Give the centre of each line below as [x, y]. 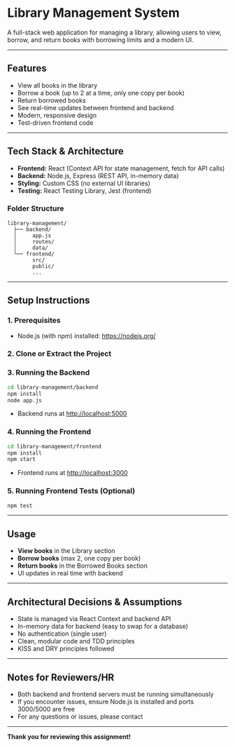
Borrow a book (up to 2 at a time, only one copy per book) [101, 93]
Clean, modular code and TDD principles [76, 641]
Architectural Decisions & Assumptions [95, 602]
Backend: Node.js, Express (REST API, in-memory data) [98, 175]
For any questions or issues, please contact [80, 716]
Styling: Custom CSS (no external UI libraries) [84, 183]
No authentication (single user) [62, 634]
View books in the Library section [66, 551]
